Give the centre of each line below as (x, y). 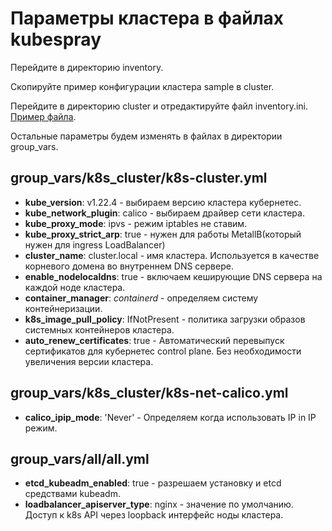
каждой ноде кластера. (75, 287)
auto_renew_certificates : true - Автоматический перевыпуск (154, 340)
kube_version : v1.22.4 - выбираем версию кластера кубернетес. (163, 202)
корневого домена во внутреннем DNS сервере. (129, 266)
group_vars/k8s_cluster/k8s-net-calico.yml (149, 393)
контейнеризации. (63, 308)
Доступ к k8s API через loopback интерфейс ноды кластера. (154, 515)
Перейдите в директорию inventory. (87, 67)
